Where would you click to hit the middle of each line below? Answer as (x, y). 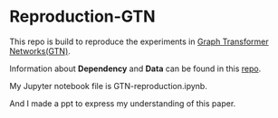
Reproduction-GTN (82, 17)
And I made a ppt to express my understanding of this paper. (123, 103)
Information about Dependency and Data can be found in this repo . (135, 68)
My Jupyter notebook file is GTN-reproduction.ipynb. (109, 86)
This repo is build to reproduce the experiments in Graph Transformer (139, 41)
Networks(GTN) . (40, 50)
